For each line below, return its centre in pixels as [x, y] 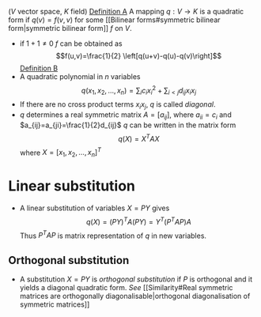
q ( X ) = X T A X [139, 138]
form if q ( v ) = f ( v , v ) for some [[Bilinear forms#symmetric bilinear [114, 20]
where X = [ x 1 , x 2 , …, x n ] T [60, 153]
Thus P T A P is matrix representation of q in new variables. [113, 235]
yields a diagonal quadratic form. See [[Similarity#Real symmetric [126, 288]
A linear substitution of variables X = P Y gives [95, 208]
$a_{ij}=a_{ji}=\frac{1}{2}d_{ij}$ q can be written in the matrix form [128, 125]
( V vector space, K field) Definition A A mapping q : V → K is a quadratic [126, 11]
